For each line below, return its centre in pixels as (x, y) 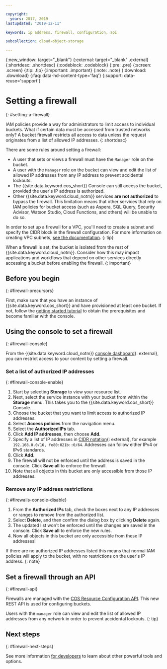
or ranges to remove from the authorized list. (59, 515)
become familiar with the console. (40, 316)
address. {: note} (23, 561)
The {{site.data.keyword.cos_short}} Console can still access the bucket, (87, 186)
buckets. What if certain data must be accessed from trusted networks (78, 130)
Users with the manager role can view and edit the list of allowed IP (73, 613)
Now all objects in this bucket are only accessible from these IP (78, 536)
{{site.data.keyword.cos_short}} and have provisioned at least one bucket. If (83, 305)
